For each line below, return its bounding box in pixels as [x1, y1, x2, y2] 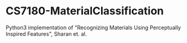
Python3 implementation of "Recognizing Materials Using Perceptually [5, 24, 181, 31]
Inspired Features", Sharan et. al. [5, 30, 87, 37]
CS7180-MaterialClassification [5, 4, 164, 18]
